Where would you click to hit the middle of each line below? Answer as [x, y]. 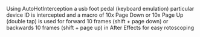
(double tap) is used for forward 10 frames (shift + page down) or [87, 21]
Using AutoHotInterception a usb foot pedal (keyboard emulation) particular [100, 9]
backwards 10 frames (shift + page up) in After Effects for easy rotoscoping [100, 27]
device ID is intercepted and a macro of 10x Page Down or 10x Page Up [95, 15]
